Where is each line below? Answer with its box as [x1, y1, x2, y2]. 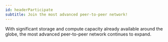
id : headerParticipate [5, 7, 53, 12]
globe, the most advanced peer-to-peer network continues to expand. [5, 31, 152, 37]
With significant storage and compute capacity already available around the [5, 25, 163, 31]
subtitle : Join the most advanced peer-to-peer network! [5, 12, 128, 17]
